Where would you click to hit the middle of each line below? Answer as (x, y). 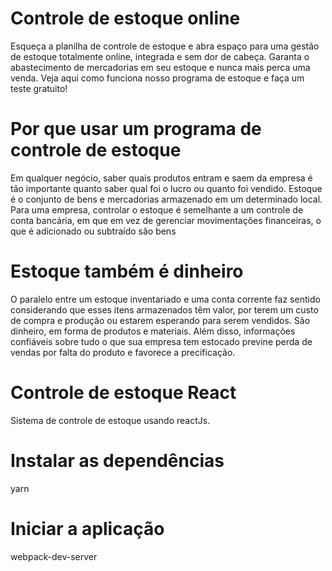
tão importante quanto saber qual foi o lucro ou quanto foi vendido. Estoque (166, 188)
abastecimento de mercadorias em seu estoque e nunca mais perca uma (160, 67)
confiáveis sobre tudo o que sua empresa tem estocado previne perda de (161, 341)
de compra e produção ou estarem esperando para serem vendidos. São (160, 320)
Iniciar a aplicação (87, 528)
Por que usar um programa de (136, 129)
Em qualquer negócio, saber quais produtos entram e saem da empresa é (161, 178)
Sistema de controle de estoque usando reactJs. (110, 420)
